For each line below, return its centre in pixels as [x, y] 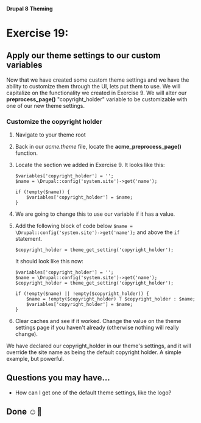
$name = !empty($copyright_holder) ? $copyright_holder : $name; [111, 299]
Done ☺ [22, 412]
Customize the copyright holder [54, 121]
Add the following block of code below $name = [74, 226]
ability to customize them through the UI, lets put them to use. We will [93, 86]
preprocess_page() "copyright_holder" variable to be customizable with [97, 99]
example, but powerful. [35, 358]
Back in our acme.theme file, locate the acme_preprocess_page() [98, 146]
